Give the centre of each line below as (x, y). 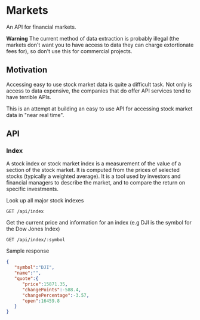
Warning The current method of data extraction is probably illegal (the (93, 38)
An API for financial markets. (41, 27)
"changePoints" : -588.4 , (52, 290)
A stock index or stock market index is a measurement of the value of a (94, 164)
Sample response (28, 251)
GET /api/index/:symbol (36, 240)
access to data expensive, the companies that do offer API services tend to (99, 91)
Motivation (27, 70)
